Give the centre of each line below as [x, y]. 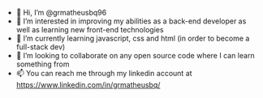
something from [43, 64]
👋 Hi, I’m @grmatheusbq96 [61, 13]
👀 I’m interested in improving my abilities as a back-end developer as [131, 21]
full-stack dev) [41, 47]
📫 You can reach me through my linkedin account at [104, 73]
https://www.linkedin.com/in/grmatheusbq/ [88, 85]
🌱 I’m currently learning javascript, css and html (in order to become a [133, 38]
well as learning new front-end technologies [90, 30]
